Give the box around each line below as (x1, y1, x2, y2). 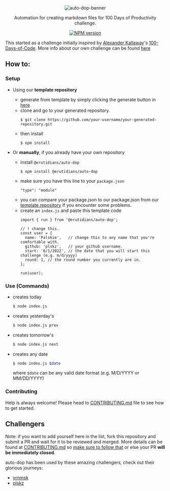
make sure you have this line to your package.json (20, 178, 124, 184)
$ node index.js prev (12, 323, 58, 328)
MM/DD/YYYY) (12, 375, 44, 381)
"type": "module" (20, 188, 57, 193)
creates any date (12, 351, 48, 357)
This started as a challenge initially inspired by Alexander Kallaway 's (5, 40, 148, 46)
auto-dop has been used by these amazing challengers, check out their (5, 459, 155, 465)
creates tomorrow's (12, 332, 54, 338)
